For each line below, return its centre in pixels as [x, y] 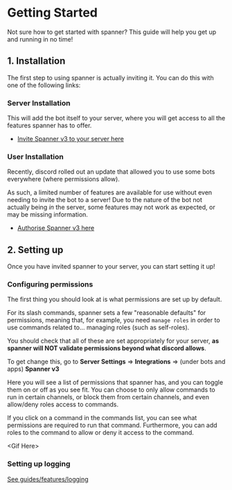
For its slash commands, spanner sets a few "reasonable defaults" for [107, 313]
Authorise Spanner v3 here [56, 228]
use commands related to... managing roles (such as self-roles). [98, 327]
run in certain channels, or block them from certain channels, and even [108, 397]
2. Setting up [35, 249]
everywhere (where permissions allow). [63, 179]
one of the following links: [44, 85]
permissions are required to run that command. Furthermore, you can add [112, 425]
